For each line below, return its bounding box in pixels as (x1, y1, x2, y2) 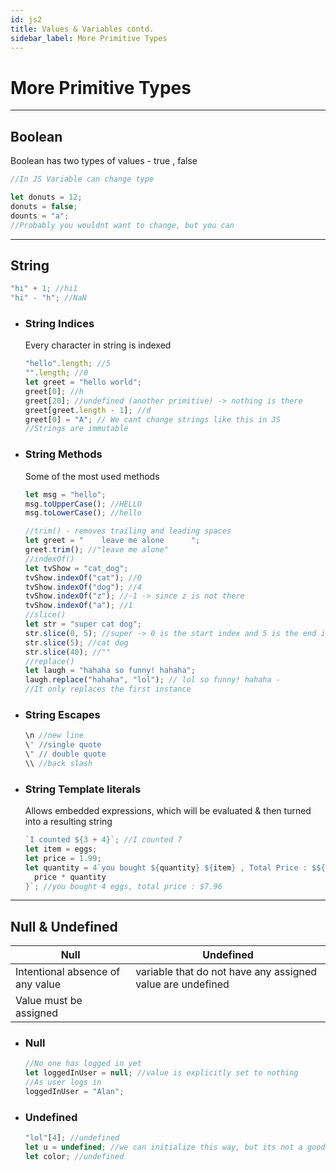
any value (15, 977, 62, 991)
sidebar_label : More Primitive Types (10, 33, 168, 43)
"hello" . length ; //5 (24, 359, 111, 369)
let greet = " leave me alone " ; (24, 536, 201, 546)
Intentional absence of (15, 965, 121, 979)
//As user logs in (24, 1077, 102, 1088)
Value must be (15, 994, 83, 1008)
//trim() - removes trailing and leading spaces (24, 526, 232, 536)
